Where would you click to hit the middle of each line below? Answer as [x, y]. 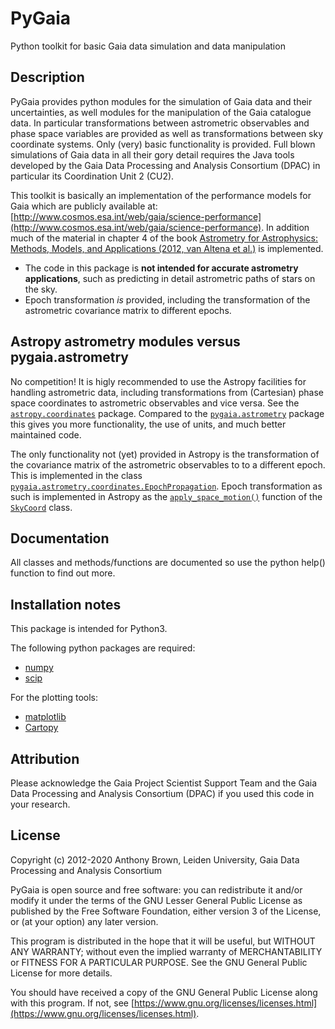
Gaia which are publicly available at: [84, 206]
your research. [40, 804]
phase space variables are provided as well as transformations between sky [167, 133]
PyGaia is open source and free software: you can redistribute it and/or [156, 889]
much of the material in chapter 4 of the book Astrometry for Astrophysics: [164, 238]
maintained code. [46, 434]
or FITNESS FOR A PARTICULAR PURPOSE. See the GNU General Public [159, 962]
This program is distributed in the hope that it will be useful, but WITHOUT [163, 941]
